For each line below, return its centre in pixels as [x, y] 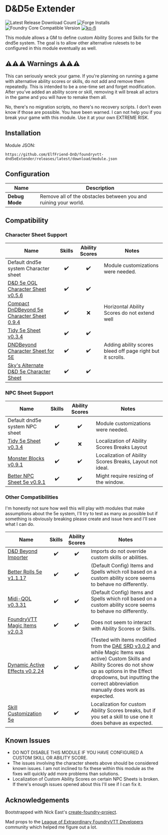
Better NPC [21, 476]
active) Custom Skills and [121, 659]
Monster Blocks [26, 459]
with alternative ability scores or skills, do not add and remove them [75, 81]
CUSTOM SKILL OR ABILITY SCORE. [50, 758]
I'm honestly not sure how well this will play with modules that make [75, 508]
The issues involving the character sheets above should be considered [85, 763]
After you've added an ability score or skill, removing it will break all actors [82, 92]
